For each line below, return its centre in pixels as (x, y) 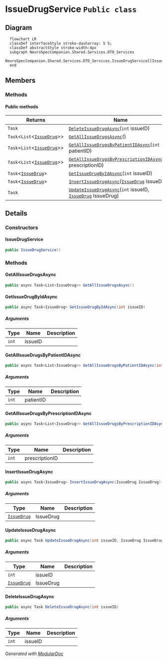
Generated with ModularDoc (34, 654)
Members (20, 81)
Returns (36, 120)
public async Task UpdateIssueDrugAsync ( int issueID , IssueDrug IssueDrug (84, 541)
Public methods (22, 106)
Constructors (22, 227)
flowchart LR (23, 39)
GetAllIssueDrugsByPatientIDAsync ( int (114, 144)
